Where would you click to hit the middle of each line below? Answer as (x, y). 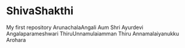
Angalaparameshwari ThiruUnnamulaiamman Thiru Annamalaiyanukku (93, 33)
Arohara (16, 40)
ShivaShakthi (40, 11)
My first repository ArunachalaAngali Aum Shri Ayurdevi (75, 27)
